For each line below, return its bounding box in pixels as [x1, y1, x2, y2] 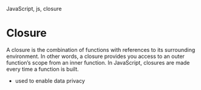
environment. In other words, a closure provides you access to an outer [6, 53, 185, 60]
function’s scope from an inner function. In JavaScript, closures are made [6, 59, 190, 66]
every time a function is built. [6, 65, 79, 72]
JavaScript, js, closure [6, 5, 62, 12]
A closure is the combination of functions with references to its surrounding [6, 46, 196, 53]
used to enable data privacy [15, 77, 85, 84]
